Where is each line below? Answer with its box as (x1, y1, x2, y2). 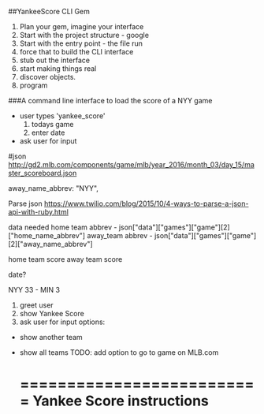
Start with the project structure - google (19, 31, 150, 39)
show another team (19, 333, 83, 341)
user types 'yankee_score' (19, 111, 106, 121)
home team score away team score (8, 255, 123, 263)
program (19, 80, 48, 90)
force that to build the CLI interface (19, 47, 134, 56)
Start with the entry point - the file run (19, 39, 143, 48)
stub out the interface (19, 55, 91, 65)
